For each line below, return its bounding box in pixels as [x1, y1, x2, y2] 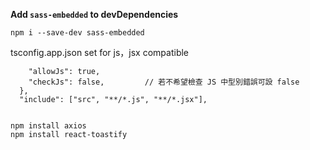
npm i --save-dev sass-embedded [10, 28, 145, 38]
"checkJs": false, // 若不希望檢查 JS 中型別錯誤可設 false [28, 77, 300, 87]
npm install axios [10, 121, 87, 131]
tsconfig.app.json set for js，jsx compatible [10, 47, 190, 58]
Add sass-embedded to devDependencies [10, 9, 179, 20]
